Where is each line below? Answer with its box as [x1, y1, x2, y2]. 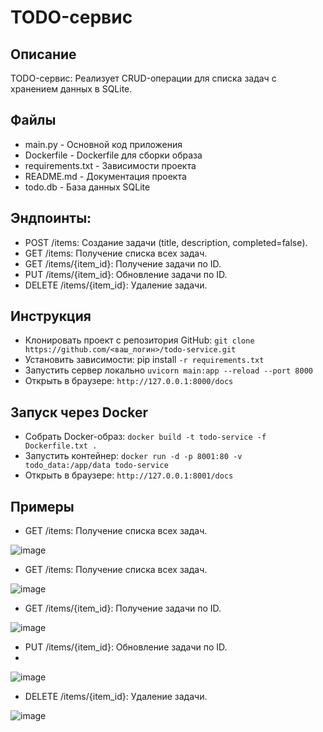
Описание [10, 46, 77, 63]
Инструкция [10, 308, 92, 325]
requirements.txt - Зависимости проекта [24, 159, 197, 171]
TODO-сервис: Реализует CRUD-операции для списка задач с [10, 72, 277, 84]
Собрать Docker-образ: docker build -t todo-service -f [24, 431, 267, 443]
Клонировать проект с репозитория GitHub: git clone [24, 334, 255, 346]
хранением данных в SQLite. [10, 83, 133, 95]
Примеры [10, 498, 75, 515]
